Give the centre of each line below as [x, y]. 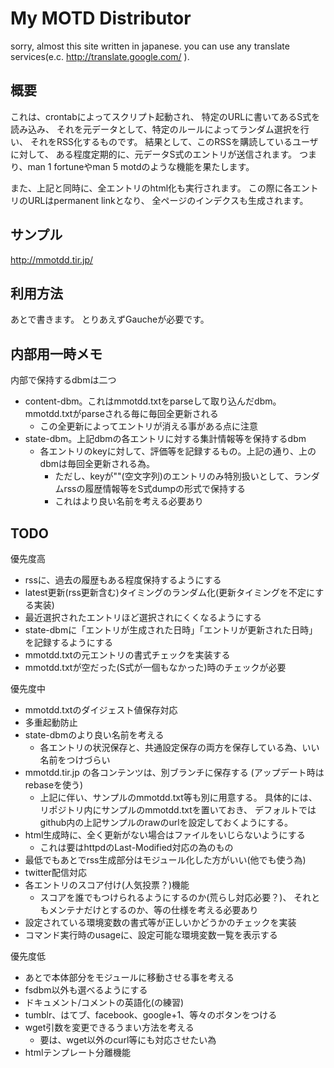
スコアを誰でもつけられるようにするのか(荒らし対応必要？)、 [165, 897]
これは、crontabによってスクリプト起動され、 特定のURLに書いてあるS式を [165, 116]
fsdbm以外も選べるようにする [86, 990]
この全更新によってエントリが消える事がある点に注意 [149, 426]
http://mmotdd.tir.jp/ [52, 259]
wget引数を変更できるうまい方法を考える [109, 1027]
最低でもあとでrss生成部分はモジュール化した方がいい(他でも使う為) [165, 860]
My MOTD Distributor [101, 18]
